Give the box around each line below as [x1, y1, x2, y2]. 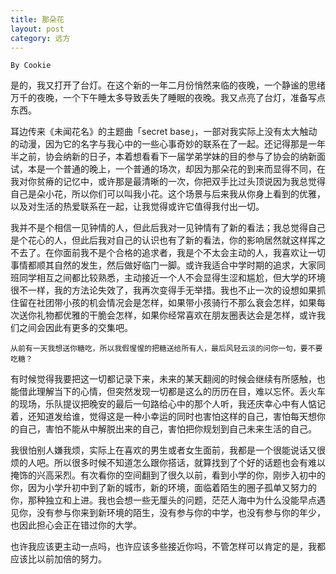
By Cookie [10, 61, 52, 71]
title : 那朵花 [10, 14, 65, 25]
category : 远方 [10, 33, 71, 43]
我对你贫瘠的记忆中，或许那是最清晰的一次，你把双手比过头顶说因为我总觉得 [10, 176, 326, 188]
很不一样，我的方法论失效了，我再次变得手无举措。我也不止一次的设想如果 [10, 284, 317, 296]
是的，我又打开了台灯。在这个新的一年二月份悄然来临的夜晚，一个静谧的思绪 [10, 79, 326, 91]
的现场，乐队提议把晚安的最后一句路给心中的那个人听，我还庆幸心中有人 [10, 398, 308, 410]
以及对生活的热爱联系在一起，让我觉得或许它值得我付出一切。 [10, 201, 265, 213]
